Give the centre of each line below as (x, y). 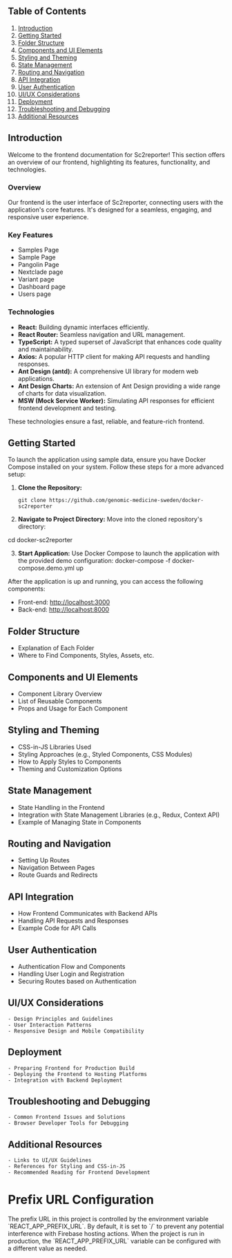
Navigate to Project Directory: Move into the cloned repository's (110, 519)
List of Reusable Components (60, 701)
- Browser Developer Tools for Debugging (68, 1123)
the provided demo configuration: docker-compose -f (94, 561)
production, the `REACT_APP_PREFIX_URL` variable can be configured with (115, 1241)
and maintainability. (46, 349)
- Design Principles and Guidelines (60, 1019)
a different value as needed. (48, 1248)
